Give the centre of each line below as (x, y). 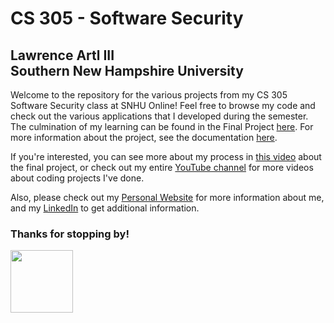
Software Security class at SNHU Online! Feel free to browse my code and (163, 105)
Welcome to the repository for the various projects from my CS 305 (149, 95)
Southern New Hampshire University (127, 70)
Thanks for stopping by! (70, 234)
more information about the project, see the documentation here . (144, 137)
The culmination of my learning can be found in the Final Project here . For (162, 126)
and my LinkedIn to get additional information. (105, 208)
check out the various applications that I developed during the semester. (159, 116)
